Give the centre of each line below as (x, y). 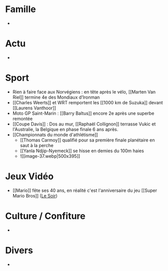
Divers (19, 250)
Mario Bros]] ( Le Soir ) (35, 195)
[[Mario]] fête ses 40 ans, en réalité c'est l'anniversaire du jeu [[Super (85, 190)
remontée (22, 118)
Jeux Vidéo (29, 176)
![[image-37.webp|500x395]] (50, 156)
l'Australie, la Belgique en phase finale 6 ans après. (65, 129)
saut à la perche (37, 145)
